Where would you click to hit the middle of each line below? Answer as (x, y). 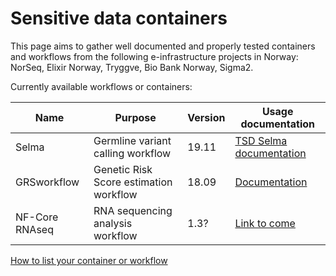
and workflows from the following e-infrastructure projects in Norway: (154, 56)
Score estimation (133, 182)
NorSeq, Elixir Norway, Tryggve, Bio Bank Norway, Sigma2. (132, 67)
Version (206, 117)
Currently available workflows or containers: (101, 86)
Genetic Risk (123, 169)
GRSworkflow (47, 182)
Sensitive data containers (119, 18)
